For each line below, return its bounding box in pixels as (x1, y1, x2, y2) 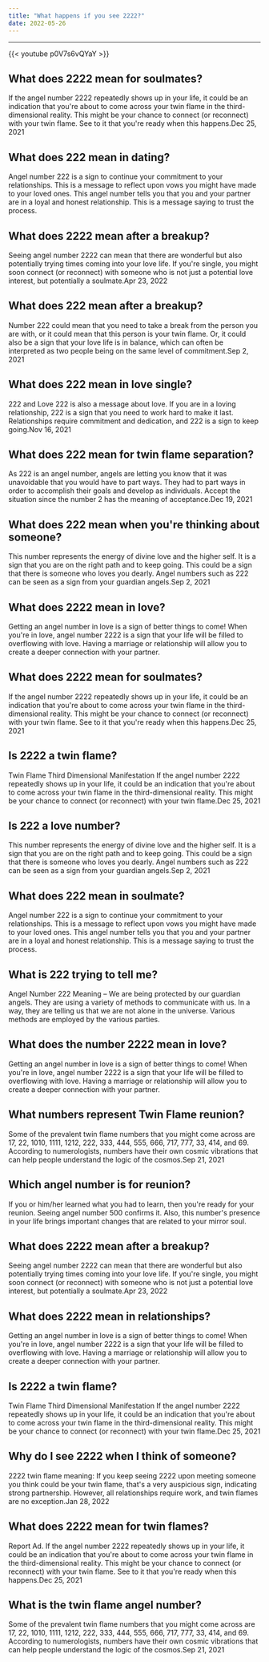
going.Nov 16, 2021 (8, 424, 72, 434)
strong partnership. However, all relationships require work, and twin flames (8, 1488, 259, 1498)
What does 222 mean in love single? (8, 378, 193, 391)
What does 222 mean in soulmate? (8, 889, 186, 903)
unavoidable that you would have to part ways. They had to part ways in (8, 478, 246, 487)
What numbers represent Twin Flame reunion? (8, 1108, 245, 1122)
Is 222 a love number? (8, 819, 121, 833)
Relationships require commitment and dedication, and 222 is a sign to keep (8, 416, 259, 426)
